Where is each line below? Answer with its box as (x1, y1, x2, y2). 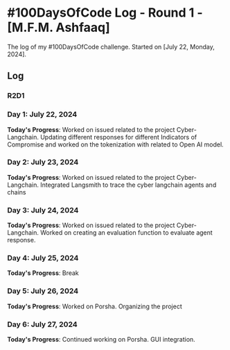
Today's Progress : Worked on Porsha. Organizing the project (7, 302, 182, 310)
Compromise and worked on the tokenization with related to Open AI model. (7, 140, 224, 149)
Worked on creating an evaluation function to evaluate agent (40, 228, 213, 237)
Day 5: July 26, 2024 (7, 286, 79, 296)
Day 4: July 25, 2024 (7, 253, 79, 263)
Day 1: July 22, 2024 (7, 110, 78, 119)
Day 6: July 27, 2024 (7, 319, 78, 329)
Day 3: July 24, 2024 (7, 205, 79, 215)
